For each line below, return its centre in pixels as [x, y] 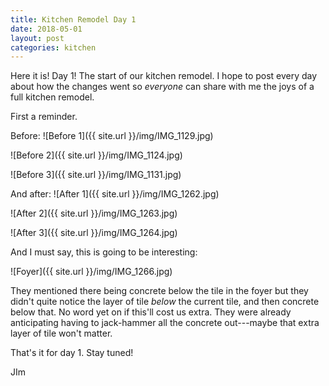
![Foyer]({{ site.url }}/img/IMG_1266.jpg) [91, 272]
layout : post [37, 38]
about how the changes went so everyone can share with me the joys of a [162, 87]
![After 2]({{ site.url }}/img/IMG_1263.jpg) [94, 213]
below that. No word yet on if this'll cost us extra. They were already [151, 312]
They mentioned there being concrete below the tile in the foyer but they [159, 291]
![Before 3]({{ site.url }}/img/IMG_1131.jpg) [96, 175]
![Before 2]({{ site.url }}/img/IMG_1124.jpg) [96, 155]
